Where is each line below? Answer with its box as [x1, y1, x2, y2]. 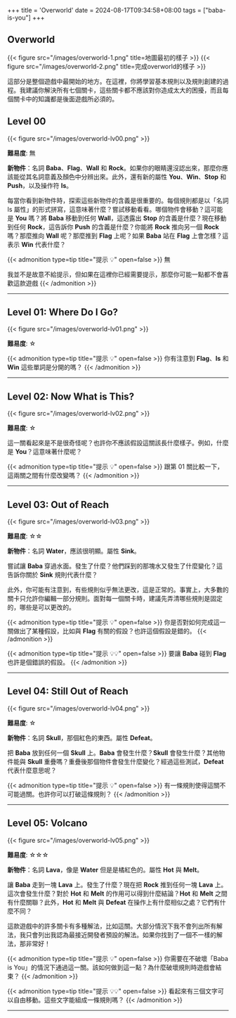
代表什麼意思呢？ [7, 766, 57, 775]
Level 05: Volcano [7, 817, 88, 829]
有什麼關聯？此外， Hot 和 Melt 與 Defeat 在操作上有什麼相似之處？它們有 [7, 898, 220, 906]
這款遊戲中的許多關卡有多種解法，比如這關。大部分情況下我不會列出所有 [7, 922, 216, 930]
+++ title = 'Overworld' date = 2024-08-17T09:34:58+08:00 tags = [7, 6, 202, 14]
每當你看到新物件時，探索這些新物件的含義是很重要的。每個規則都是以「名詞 [7, 196, 229, 205]
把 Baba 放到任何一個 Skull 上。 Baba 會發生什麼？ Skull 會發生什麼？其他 [7, 749, 219, 757]
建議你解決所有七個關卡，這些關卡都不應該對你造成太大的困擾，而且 [25, 86, 223, 94]
